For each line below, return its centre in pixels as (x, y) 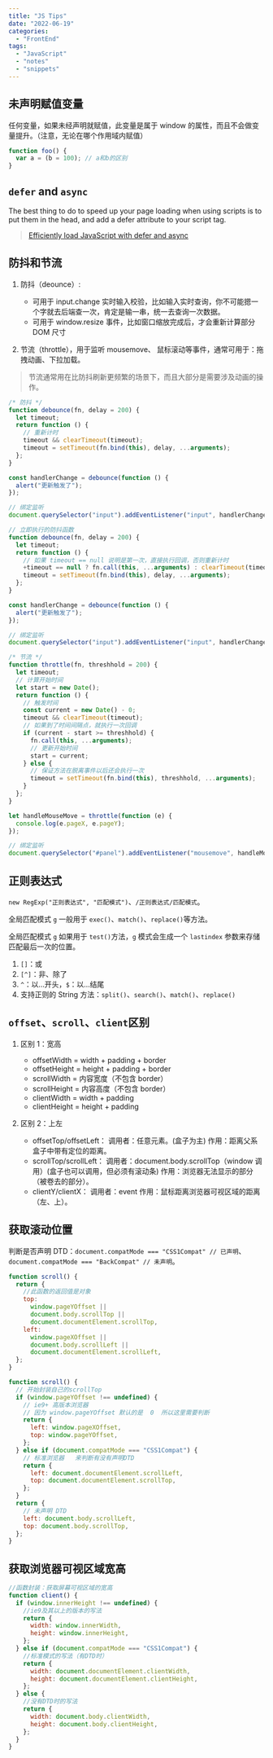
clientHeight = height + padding (86, 1106)
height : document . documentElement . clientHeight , (114, 1679)
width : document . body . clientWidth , (90, 1716)
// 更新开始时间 (54, 748)
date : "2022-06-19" (41, 24)
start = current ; (59, 756)
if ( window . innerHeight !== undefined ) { (87, 1603)
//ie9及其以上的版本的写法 (63, 1611)
